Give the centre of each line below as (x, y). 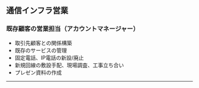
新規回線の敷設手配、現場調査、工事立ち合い (69, 65)
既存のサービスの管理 (41, 50)
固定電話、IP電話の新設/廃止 (49, 57)
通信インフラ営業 (37, 11)
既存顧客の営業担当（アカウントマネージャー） (73, 29)
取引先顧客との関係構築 (43, 43)
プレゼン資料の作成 (38, 72)
